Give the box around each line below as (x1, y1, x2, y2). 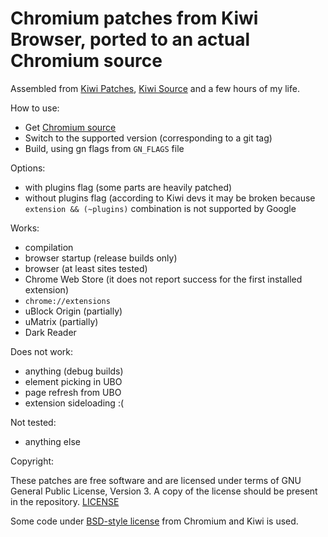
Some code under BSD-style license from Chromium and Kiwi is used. (10, 515, 299, 527)
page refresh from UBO (24, 386, 122, 398)
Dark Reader (24, 326, 77, 338)
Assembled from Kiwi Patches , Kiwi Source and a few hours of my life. (10, 82, 300, 94)
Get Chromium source (24, 121, 117, 133)
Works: (10, 222, 40, 234)
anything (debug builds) (24, 365, 124, 377)
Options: (10, 162, 46, 174)
